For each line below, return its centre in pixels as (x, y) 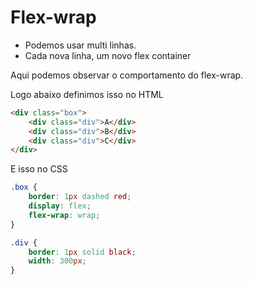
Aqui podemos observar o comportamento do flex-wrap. (127, 75)
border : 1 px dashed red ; (80, 197)
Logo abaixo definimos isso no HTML (87, 94)
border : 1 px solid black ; (82, 252)
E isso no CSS (39, 169)
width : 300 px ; (57, 261)
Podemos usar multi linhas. (80, 45)
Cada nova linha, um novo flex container (108, 55)
